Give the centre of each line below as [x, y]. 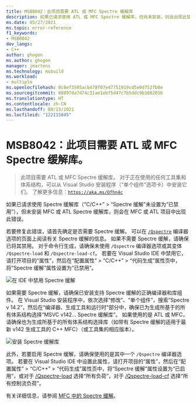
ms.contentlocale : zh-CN [36, 104]
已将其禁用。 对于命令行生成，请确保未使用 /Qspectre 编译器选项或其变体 [94, 246]
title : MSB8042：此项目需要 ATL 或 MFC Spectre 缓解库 [70, 11]
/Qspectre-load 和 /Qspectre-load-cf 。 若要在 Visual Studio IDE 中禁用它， [96, 253]
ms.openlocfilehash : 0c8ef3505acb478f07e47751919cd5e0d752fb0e [85, 88]
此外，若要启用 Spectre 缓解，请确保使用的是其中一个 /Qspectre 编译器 [91, 354]
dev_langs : [19, 44]
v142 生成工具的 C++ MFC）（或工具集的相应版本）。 [75, 329]
